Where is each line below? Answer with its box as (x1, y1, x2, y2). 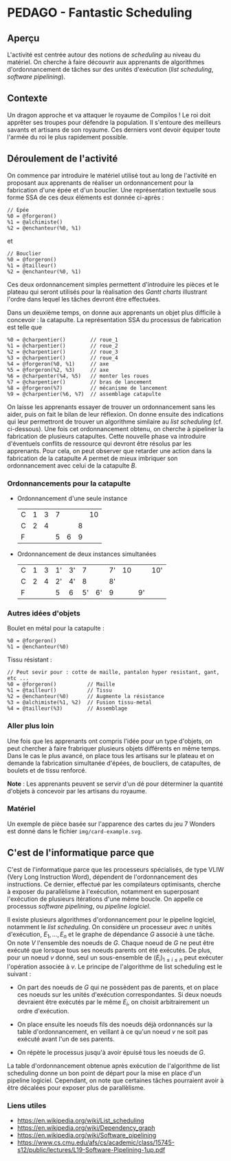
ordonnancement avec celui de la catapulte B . (7, 461, 137, 470)
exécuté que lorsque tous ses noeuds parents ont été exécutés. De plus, (7, 946, 212, 955)
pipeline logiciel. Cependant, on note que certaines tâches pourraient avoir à (7, 1076, 224, 1084)
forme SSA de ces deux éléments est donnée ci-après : (7, 193, 164, 201)
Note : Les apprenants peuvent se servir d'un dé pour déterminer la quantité (7, 780, 223, 788)
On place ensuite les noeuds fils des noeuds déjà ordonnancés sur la (16, 1020, 213, 1029)
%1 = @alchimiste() (7, 219, 63, 226)
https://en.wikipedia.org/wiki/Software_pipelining (16, 1131, 157, 1140)
